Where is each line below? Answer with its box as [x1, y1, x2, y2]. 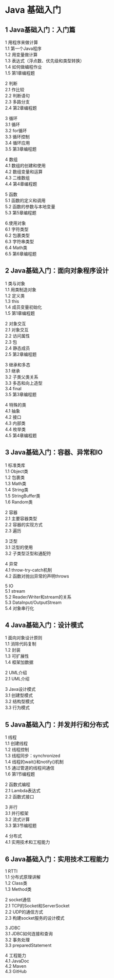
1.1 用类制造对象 [5, 286, 37, 292]
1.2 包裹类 [5, 474, 25, 480]
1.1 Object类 [5, 468, 28, 474]
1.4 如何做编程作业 [5, 64, 42, 70]
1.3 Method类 [5, 886, 32, 892]
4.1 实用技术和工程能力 [5, 839, 50, 845]
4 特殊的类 [5, 401, 26, 407]
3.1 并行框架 [5, 810, 29, 816]
